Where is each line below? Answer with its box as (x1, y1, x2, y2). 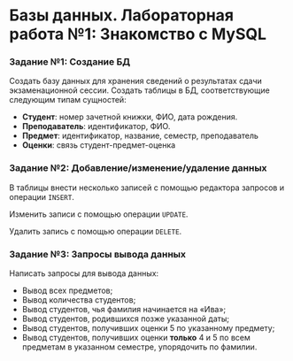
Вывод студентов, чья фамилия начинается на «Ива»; (21, 304, 227, 315)
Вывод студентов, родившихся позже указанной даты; (21, 313, 230, 324)
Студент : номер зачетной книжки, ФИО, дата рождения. (21, 111, 238, 122)
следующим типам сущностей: (9, 95, 127, 105)
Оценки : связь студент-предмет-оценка (21, 140, 176, 150)
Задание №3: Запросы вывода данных (9, 248, 186, 260)
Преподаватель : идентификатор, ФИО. (21, 121, 171, 132)
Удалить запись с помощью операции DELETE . (9, 226, 182, 236)
